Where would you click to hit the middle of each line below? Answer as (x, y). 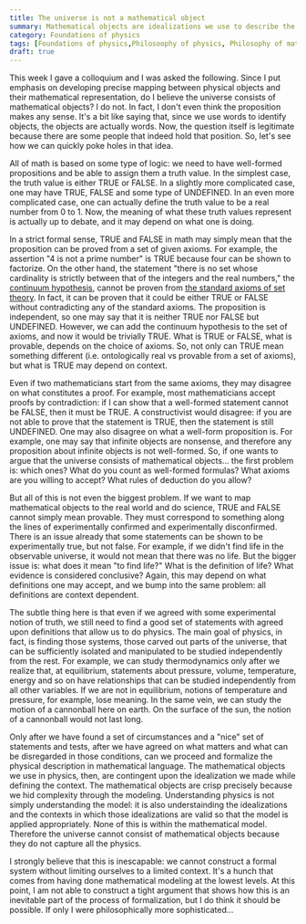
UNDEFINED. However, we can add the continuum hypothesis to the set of (149, 327)
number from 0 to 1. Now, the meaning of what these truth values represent (150, 212)
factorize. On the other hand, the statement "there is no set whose (133, 268)
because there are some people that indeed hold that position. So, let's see (150, 136)
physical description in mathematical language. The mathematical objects (148, 766)
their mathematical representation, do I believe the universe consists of (143, 98)
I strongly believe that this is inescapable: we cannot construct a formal (143, 861)
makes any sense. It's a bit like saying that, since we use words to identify (148, 117)
